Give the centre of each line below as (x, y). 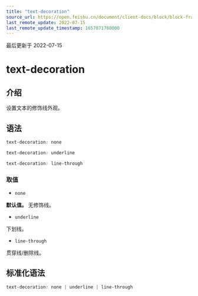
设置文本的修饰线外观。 (34, 108)
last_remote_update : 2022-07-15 (46, 22)
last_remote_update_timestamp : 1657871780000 (63, 28)
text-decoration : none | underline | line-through (70, 287)
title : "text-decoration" (38, 11)
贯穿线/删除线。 (25, 252)
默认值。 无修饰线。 (30, 205)
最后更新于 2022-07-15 (34, 45)
